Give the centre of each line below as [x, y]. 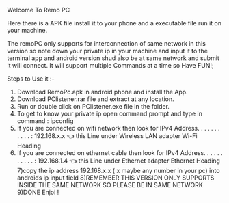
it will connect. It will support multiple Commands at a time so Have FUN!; [110, 65]
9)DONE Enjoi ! [38, 192]
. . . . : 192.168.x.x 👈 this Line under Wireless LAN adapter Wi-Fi [107, 136]
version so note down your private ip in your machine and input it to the [108, 51]
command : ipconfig [45, 121]
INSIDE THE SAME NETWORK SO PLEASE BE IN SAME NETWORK [110, 185]
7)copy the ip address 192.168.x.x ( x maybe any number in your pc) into [118, 171]
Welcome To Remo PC [39, 10]
